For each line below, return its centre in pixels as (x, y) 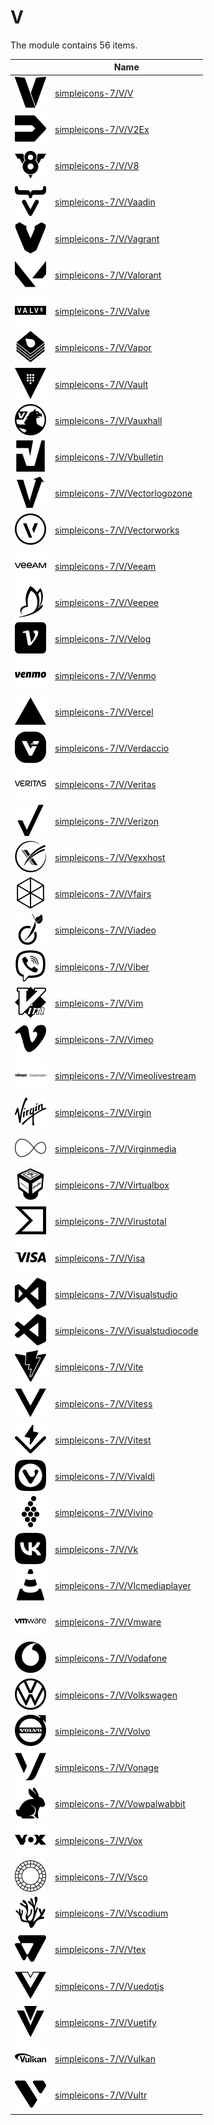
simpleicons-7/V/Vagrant (107, 238)
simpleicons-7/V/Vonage (107, 1768)
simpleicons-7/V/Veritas (105, 785)
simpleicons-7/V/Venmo (105, 675)
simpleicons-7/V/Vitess (103, 1403)
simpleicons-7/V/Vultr (101, 2095)
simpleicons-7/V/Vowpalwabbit (120, 1804)
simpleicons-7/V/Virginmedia (115, 1148)
